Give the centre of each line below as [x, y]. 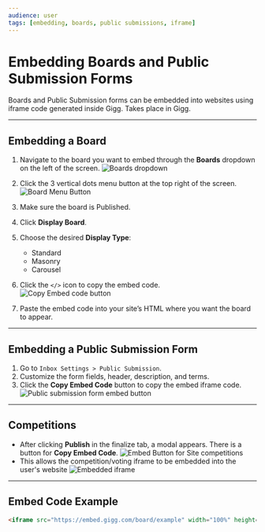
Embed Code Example [63, 502]
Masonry [46, 262]
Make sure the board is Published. [75, 207]
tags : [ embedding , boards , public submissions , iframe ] [102, 23]
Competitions [42, 425]
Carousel [46, 270]
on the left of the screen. [60, 168]
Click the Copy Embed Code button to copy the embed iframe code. [131, 385]
